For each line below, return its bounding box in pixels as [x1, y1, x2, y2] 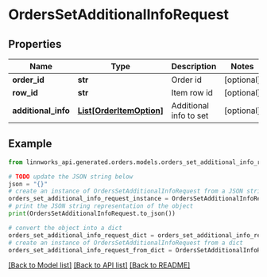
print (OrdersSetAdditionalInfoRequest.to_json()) [8, 209, 176, 218]
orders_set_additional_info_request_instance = [8, 195, 169, 203]
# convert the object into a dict [8, 224, 123, 232]
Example [8, 137, 52, 150]
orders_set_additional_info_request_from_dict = [8, 246, 172, 254]
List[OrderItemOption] [77, 105, 164, 116]
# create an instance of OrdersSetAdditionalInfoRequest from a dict [8, 239, 244, 247]
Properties [8, 37, 62, 51]
